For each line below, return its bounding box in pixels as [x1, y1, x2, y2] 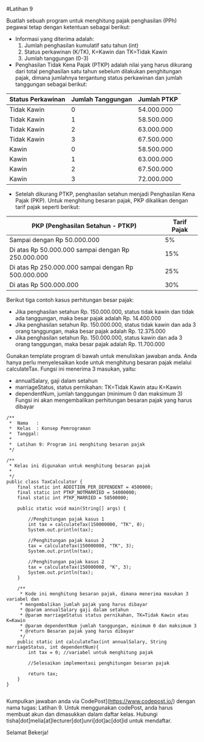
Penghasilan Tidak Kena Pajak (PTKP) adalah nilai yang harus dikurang [15, 61, 192, 68]
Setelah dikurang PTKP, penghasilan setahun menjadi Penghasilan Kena [15, 190, 195, 198]
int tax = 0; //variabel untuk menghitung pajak [28, 649, 154, 655]
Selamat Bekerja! [6, 729, 49, 736]
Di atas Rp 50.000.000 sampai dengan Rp [9, 246, 129, 254]
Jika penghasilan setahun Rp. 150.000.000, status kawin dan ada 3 [15, 334, 183, 341]
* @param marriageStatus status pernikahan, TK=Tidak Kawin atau [19, 612, 189, 618]
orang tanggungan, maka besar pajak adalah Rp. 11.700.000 [15, 341, 165, 348]
